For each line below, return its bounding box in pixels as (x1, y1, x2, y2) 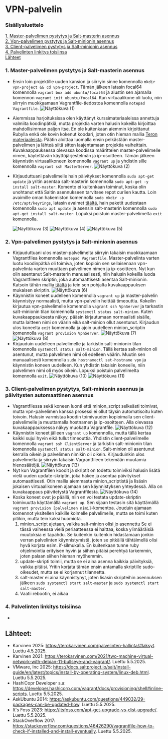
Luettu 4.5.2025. (12, 648, 47, 654)
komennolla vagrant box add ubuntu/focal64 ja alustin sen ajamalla (12, 89, 152, 95)
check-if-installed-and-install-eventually (12, 728, 96, 734)
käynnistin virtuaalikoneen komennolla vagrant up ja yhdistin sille (12, 158, 147, 164)
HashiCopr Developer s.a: (12, 680, 66, 686)
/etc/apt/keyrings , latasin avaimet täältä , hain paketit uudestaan (12, 200, 146, 206)
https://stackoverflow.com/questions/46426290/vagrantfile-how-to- (12, 723, 154, 729)
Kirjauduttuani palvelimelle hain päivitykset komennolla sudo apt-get (12, 173, 154, 179)
